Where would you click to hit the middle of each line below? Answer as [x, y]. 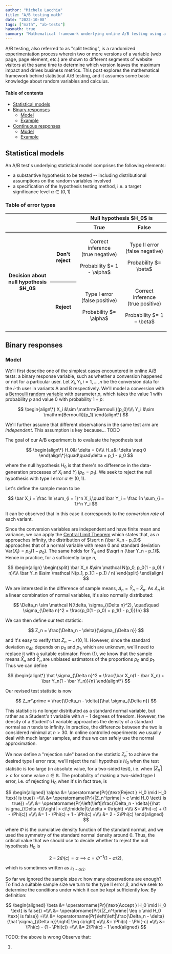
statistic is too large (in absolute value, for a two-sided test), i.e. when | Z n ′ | [84, 769]
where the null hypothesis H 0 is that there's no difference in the [72, 466]
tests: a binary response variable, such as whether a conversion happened [84, 376]
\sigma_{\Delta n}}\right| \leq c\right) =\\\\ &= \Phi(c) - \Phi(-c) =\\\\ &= [92, 922]
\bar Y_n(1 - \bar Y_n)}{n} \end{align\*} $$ [86, 681]
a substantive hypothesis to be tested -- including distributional [80, 175]
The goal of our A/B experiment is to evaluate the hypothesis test [74, 440]
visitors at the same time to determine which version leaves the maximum [83, 65]
